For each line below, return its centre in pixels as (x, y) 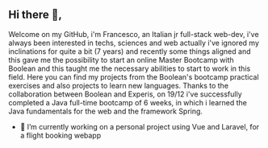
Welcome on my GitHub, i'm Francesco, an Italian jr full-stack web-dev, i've (134, 34)
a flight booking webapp (61, 135)
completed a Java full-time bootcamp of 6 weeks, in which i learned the (128, 102)
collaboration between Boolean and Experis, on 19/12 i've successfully (125, 94)
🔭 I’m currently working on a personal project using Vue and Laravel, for (140, 126)
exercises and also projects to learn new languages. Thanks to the (118, 85)
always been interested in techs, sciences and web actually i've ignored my (134, 43)
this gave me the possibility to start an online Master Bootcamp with (121, 60)
